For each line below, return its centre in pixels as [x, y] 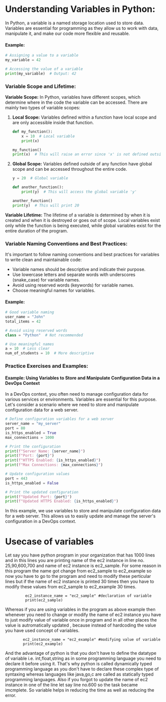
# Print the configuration [33, 446]
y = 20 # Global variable [40, 178]
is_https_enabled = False [32, 483]
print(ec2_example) [43, 644]
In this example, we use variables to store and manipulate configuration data [83, 511]
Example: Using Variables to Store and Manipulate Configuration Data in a [83, 378]
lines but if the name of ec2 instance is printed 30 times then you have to [80, 581]
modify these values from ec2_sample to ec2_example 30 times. [71, 587]
